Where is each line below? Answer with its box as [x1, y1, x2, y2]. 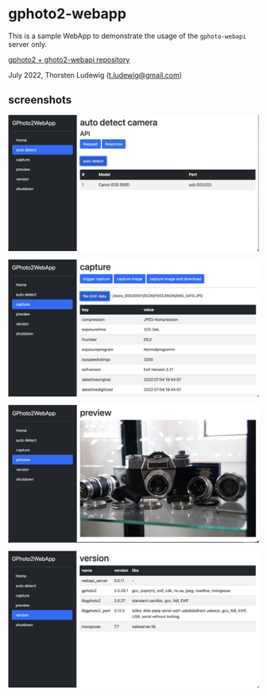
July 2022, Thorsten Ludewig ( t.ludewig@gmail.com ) [8, 70, 183, 79]
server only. [8, 39, 48, 48]
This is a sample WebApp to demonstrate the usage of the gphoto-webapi [8, 31, 247, 41]
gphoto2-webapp [8, 5, 127, 23]
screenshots [8, 93, 72, 107]
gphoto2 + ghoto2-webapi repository [8, 55, 130, 64]
